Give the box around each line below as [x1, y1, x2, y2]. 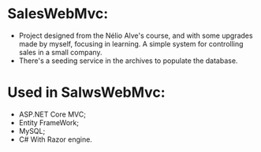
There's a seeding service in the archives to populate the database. [18, 56, 238, 65]
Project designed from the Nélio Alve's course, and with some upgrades [18, 31, 253, 40]
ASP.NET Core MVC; [18, 109, 86, 119]
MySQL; [18, 126, 46, 135]
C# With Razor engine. [18, 135, 92, 144]
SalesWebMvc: [7, 5, 109, 23]
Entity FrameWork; [18, 117, 80, 127]
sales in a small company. [18, 47, 103, 57]
